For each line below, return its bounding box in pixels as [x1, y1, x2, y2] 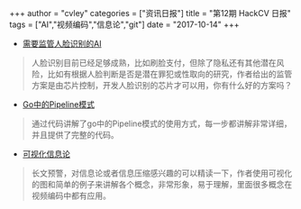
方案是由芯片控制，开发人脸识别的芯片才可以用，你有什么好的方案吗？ [31, 80, 293, 90]
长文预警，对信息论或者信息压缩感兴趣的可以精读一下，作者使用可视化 [31, 168, 293, 178]
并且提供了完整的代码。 [31, 130, 119, 140]
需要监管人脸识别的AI [22, 39, 102, 49]
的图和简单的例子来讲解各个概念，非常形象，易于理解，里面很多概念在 [31, 179, 293, 189]
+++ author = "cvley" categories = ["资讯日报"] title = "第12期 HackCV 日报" [9, 8, 291, 18]
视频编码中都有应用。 [31, 190, 111, 201]
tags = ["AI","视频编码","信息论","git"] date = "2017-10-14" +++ [9, 19, 241, 30]
